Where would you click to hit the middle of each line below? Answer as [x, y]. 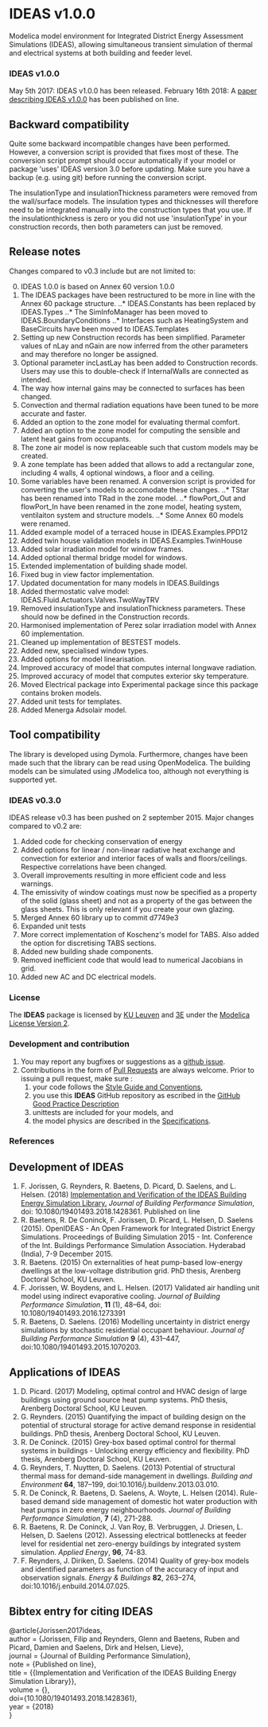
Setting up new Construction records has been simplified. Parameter [133, 337]
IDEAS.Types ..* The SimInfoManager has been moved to [114, 312]
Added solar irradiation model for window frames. [102, 549]
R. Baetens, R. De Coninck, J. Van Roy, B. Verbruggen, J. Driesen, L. [132, 1527]
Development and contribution [70, 1044]
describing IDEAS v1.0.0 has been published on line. [94, 100]
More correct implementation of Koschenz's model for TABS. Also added [140, 934]
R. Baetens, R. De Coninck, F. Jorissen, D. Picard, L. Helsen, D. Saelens [137, 1220]
